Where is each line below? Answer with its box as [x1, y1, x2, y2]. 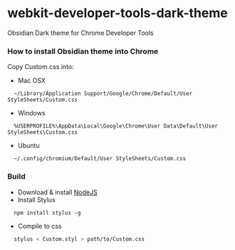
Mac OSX [17, 76, 46, 85]
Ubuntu [17, 141, 41, 150]
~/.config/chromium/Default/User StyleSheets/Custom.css [14, 155, 187, 162]
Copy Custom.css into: [7, 63, 75, 71]
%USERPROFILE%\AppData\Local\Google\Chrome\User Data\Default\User [14, 123, 219, 130]
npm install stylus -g [14, 209, 81, 217]
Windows [17, 109, 46, 118]
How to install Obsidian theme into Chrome [7, 46, 159, 56]
